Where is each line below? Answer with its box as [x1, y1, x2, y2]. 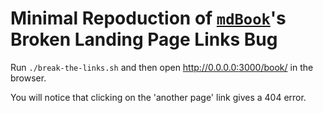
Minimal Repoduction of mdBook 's [10, 7, 287, 30]
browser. [10, 72, 47, 84]
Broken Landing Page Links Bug [10, 28, 278, 51]
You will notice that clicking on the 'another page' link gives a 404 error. [10, 91, 307, 103]
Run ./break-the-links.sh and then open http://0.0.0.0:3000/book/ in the [10, 61, 314, 73]
